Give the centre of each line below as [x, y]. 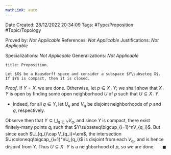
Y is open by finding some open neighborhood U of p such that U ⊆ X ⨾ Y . [82, 93]
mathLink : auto [21, 10]
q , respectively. [29, 110]
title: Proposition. [27, 65]
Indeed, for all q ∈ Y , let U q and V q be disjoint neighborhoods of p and [87, 104]
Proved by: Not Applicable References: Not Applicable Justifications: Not [82, 40]
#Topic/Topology [23, 30]
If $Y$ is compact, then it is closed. [48, 78]
